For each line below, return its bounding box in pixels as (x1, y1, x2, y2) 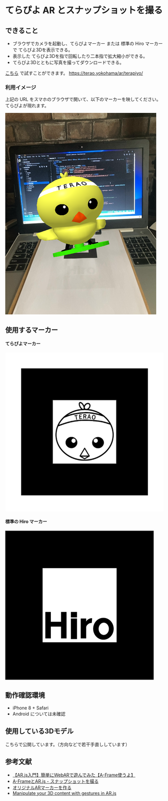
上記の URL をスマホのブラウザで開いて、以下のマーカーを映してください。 (5, 96, 161, 102)
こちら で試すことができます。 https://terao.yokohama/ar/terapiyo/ (5, 70, 143, 76)
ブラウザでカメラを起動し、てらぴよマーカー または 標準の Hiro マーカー (12, 41, 163, 46)
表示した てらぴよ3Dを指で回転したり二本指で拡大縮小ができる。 (12, 53, 148, 59)
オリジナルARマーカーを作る (12, 784, 72, 790)
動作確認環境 (5, 691, 45, 700)
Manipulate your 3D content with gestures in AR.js (12, 790, 117, 796)
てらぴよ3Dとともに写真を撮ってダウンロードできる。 (12, 59, 124, 65)
